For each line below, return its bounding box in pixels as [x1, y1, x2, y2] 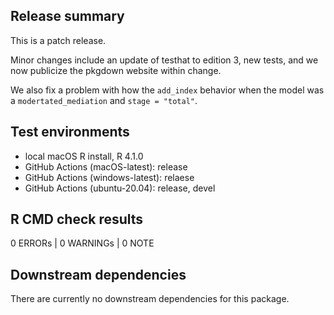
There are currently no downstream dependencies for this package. [10, 293, 290, 305]
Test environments [10, 124, 130, 141]
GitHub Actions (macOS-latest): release [24, 160, 188, 173]
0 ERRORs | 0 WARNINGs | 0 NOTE [10, 237, 155, 249]
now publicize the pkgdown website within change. [10, 64, 222, 76]
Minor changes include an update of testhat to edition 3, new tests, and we [10, 54, 319, 66]
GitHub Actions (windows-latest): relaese [24, 171, 195, 183]
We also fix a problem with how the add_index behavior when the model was [10, 84, 325, 96]
